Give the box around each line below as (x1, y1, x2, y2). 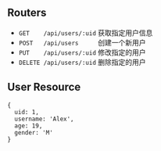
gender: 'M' (14, 128, 54, 136)
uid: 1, (14, 108, 40, 116)
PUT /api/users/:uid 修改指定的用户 (18, 47, 146, 57)
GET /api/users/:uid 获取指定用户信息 (18, 27, 153, 38)
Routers (7, 6, 47, 20)
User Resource (7, 81, 81, 94)
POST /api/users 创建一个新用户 (18, 38, 146, 47)
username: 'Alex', (14, 115, 75, 123)
